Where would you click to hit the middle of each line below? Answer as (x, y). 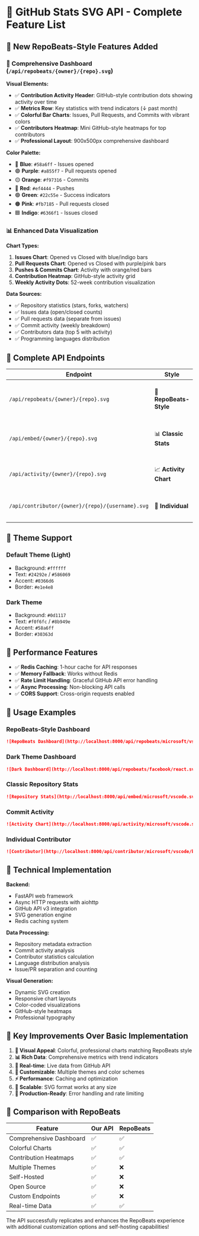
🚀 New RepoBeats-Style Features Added (82, 47)
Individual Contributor (38, 839)
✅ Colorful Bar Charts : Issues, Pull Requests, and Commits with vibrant (102, 114)
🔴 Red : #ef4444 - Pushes (44, 188)
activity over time (36, 102)
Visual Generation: (30, 981)
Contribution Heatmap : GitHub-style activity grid (75, 276)
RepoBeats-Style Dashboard (48, 730)
